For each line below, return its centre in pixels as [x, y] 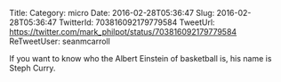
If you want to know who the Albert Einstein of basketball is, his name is [140, 58]
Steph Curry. [32, 68]
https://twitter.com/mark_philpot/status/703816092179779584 [123, 32]
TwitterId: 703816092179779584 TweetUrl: [137, 22]
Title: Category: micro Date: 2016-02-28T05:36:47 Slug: [112, 13]
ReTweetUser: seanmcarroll [60, 41]
